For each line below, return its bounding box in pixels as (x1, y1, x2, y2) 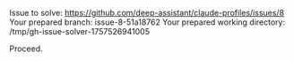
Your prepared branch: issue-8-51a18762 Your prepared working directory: (9, 17, 285, 27)
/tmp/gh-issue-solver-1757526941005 (9, 27, 151, 36)
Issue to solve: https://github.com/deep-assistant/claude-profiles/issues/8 (9, 8, 285, 18)
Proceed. (9, 43, 43, 54)
